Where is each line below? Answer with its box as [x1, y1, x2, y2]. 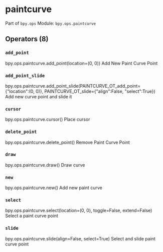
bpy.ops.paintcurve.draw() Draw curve [5, 162, 85, 168]
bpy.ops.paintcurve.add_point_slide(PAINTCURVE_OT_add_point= [5, 83, 141, 89]
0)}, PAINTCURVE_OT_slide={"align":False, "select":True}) [36, 88, 155, 94]
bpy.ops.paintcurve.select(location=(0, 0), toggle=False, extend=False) [5, 208, 152, 214]
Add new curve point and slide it [5, 93, 72, 99]
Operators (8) [5, 35, 49, 43]
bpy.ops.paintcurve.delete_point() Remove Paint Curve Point [5, 139, 130, 145]
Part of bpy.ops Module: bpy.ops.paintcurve [5, 20, 96, 26]
